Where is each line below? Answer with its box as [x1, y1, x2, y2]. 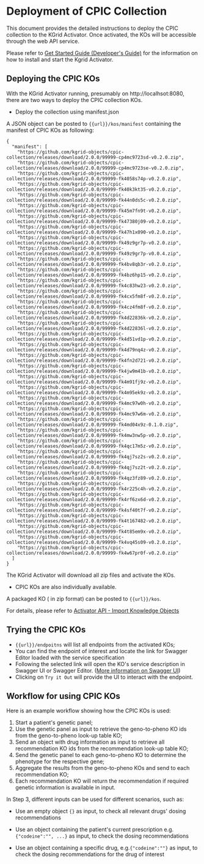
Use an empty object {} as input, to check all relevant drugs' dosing [15, 808, 186, 815]
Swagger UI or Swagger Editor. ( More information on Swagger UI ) [15, 667, 181, 674]
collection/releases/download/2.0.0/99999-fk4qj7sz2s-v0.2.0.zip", [6, 453, 182, 459]
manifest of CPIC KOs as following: [6, 126, 95, 134]
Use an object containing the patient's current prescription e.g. [15, 826, 174, 833]
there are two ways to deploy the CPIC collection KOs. [6, 96, 143, 103]
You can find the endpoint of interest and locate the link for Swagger [15, 647, 188, 654]
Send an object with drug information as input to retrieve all [15, 738, 165, 746]
